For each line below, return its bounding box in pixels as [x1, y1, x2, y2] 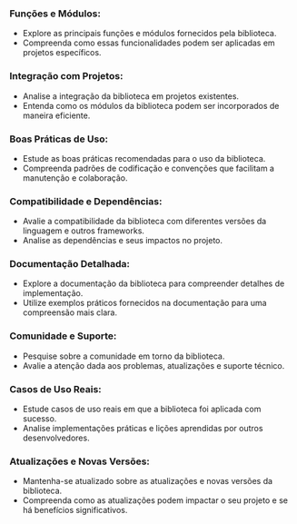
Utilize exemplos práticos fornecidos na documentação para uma [22, 298, 267, 309]
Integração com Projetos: [9, 70, 124, 83]
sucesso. [22, 413, 57, 424]
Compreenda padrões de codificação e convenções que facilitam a [22, 163, 275, 173]
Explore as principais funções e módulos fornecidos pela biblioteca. [22, 28, 277, 39]
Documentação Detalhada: [9, 258, 130, 271]
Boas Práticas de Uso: [9, 133, 109, 145]
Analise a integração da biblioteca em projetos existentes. [22, 90, 239, 102]
